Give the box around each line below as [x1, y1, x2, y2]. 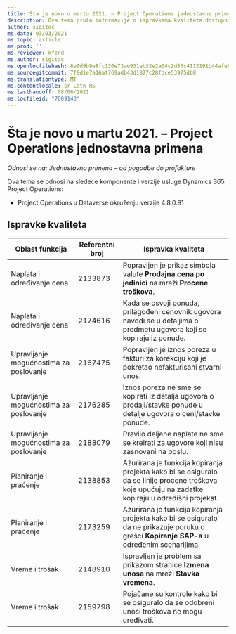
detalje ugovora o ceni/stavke [122, 408, 221, 418]
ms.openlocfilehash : [7, 63, 68, 70]
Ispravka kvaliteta [143, 244, 205, 254]
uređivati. [122, 615, 155, 625]
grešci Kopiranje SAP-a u [122, 531, 209, 541]
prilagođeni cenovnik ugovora [122, 306, 221, 316]
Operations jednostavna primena [7, 141, 204, 157]
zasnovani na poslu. [122, 446, 188, 456]
